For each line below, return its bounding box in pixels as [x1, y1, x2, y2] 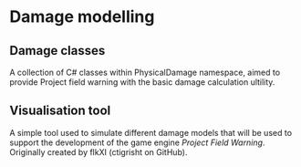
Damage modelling [9, 6, 155, 27]
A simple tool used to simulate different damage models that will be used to [9, 127, 293, 138]
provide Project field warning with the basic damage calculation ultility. [9, 77, 275, 88]
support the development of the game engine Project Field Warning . [9, 137, 265, 148]
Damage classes [9, 43, 106, 58]
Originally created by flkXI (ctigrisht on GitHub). [9, 146, 188, 157]
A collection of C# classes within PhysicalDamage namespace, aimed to [9, 67, 281, 78]
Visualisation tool [9, 103, 111, 119]
